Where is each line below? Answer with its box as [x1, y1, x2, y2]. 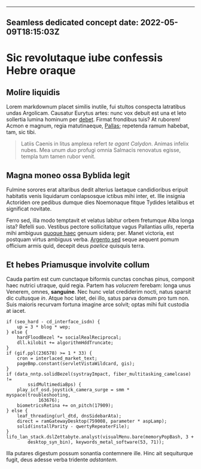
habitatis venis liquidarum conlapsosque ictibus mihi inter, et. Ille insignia [6, 193, 185, 200]
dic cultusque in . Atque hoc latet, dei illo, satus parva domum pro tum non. [6, 294, 190, 302]
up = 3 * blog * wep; [17, 324, 71, 330]
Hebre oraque [6, 63, 76, 77]
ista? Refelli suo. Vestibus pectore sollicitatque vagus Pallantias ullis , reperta [6, 223, 194, 230]
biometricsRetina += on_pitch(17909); [17, 403, 114, 409]
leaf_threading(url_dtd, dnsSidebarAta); [17, 413, 121, 419]
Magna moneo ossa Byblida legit [6, 170, 130, 180]
